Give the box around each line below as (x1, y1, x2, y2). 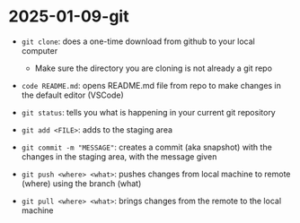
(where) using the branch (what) (21, 177, 142, 189)
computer (21, 45, 58, 56)
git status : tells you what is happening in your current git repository (21, 107, 276, 117)
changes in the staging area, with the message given (21, 150, 217, 162)
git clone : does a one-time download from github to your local (21, 36, 255, 47)
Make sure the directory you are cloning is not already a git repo (34, 63, 273, 73)
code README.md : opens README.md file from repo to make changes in (21, 80, 282, 90)
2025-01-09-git (8, 6, 129, 27)
